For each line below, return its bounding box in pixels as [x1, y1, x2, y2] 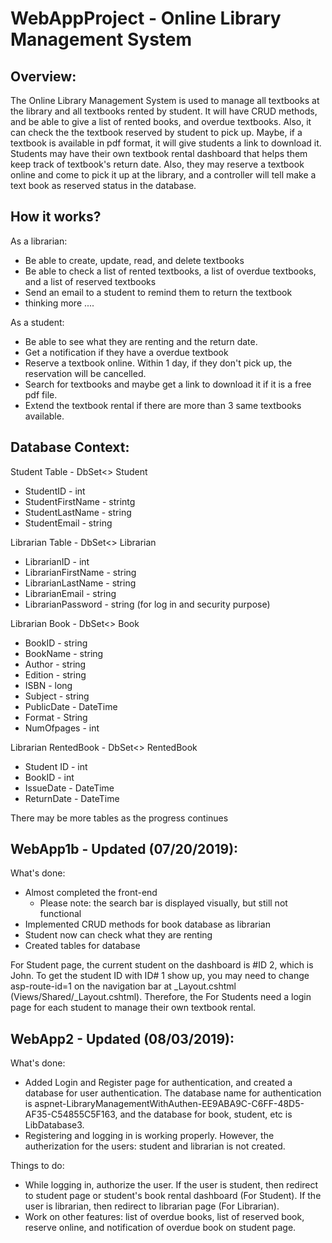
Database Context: [10, 439, 130, 456]
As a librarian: [10, 235, 68, 247]
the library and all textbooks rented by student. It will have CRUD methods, [10, 105, 318, 117]
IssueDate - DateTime [24, 782, 115, 794]
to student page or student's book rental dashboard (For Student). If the [24, 1190, 322, 1202]
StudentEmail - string [24, 517, 113, 529]
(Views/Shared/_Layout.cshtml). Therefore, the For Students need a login [10, 991, 312, 1003]
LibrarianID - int [24, 555, 90, 567]
